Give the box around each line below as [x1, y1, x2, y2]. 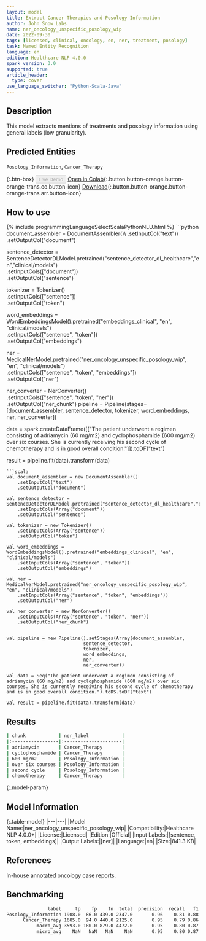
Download [82, 182, 109, 190]
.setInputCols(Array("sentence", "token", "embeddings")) [17, 592, 169, 599]
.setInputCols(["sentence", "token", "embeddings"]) [6, 369, 137, 377]
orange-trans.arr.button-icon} [6, 189, 82, 197]
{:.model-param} [6, 784, 49, 791]
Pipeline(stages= [104, 400, 147, 408]
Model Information [6, 802, 79, 812]
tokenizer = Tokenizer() [6, 286, 66, 294]
